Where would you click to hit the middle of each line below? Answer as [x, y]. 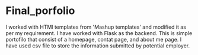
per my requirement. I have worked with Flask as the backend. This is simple [99, 33]
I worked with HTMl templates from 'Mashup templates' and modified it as [96, 27]
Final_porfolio [40, 11]
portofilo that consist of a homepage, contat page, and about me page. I [94, 39]
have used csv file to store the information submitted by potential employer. [98, 46]
